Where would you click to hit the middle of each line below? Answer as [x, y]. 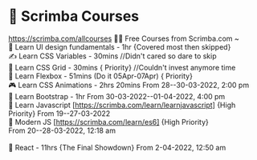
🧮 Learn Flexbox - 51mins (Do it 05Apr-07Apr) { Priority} [100, 76]
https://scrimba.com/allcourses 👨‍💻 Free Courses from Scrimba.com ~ [124, 38]
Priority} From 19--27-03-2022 [59, 113]
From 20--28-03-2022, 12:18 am [62, 130]
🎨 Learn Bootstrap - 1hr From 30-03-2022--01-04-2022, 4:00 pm [117, 96]
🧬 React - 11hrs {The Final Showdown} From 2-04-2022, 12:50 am [117, 147]
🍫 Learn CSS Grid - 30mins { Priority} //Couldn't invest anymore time [122, 67]
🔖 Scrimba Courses [74, 16]
